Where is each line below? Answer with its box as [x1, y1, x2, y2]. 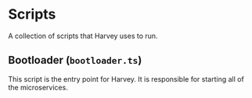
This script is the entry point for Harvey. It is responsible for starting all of [8, 74, 244, 83]
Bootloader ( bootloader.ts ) [8, 54, 142, 67]
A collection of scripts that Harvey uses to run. [8, 31, 158, 40]
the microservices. [8, 82, 68, 92]
